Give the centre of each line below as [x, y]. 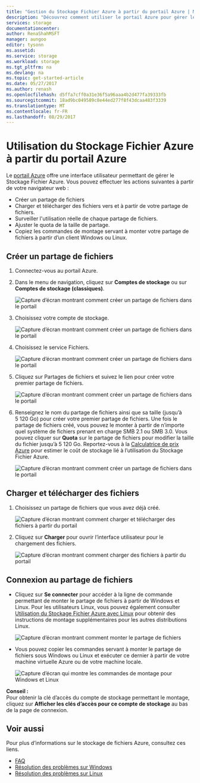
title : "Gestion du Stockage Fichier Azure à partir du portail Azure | [98, 12]
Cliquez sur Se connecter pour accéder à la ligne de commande [93, 594]
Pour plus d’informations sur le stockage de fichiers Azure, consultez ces [96, 743]
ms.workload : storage [33, 61]
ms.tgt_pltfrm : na [29, 67]
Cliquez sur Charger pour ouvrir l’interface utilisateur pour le [89, 537]
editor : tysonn [25, 45]
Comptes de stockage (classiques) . [60, 288]
